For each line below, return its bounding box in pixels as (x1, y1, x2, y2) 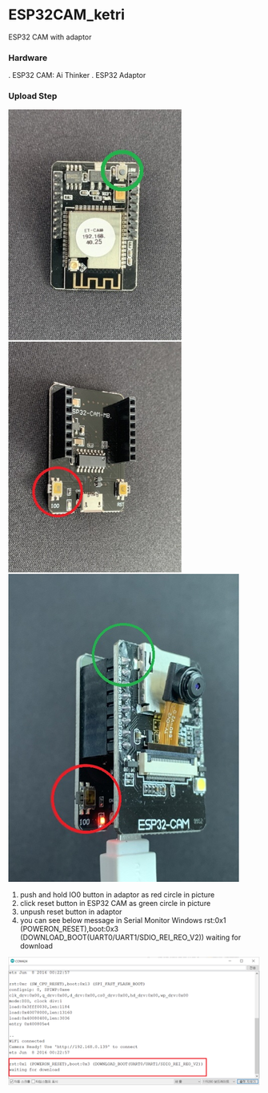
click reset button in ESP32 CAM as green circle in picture (19, 898, 211, 908)
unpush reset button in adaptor (19, 907, 122, 916)
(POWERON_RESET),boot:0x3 (19, 924, 118, 933)
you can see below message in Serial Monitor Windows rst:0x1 (19, 915, 226, 924)
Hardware (8, 52, 48, 63)
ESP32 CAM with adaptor (8, 32, 92, 42)
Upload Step (8, 91, 58, 102)
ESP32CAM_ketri (8, 6, 126, 24)
